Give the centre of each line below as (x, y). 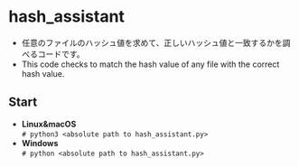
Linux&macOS (49, 124)
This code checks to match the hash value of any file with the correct (150, 64)
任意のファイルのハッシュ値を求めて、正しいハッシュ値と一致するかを (152, 42)
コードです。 (61, 54)
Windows (40, 143)
